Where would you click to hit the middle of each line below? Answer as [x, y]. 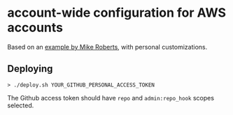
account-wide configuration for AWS [116, 13]
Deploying [30, 69]
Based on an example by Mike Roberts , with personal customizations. [107, 47]
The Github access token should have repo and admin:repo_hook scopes [111, 98]
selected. [21, 105]
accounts [35, 28]
